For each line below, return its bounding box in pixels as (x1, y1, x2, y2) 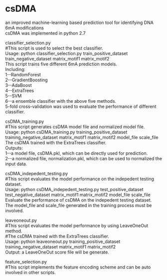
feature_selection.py (5, 259, 47, 265)
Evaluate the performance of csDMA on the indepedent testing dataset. (5, 197, 152, 203)
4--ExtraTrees (5, 87, 34, 93)
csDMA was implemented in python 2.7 (5, 30, 86, 36)
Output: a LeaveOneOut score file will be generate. (5, 249, 110, 255)
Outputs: (5, 145, 23, 151)
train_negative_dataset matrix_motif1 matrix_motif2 (5, 55, 110, 61)
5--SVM (5, 93, 22, 99)
